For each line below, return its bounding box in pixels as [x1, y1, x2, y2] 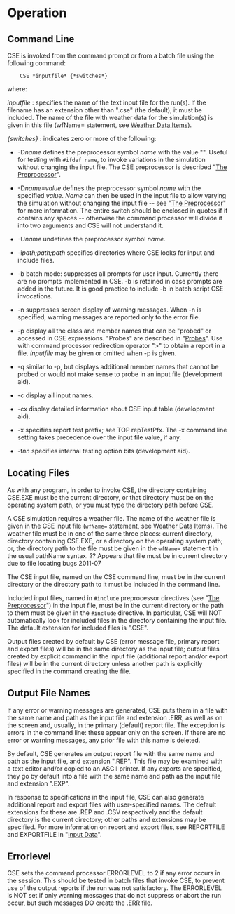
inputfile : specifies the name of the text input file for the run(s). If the [7, 98, 206, 107]
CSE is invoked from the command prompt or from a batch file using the [7, 51, 215, 60]
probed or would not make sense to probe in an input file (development [17, 370, 222, 378]
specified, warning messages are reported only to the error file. [17, 313, 201, 321]
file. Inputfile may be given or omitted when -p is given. [17, 349, 177, 357]
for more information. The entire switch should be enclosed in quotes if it [17, 206, 228, 215]
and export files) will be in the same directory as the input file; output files [7, 644, 220, 653]
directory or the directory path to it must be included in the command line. [7, 580, 220, 588]
